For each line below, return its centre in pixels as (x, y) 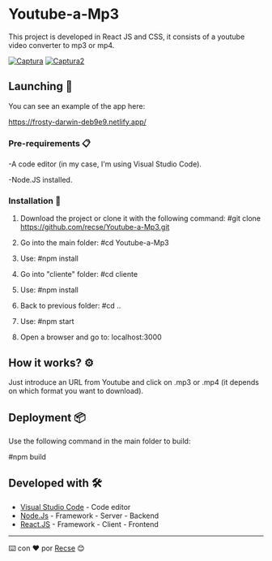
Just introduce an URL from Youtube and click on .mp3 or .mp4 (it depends (134, 382)
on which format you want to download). (76, 391)
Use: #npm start (47, 321)
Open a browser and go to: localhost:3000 (91, 337)
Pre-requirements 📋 (50, 143)
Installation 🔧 (35, 201)
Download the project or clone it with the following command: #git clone (140, 218)
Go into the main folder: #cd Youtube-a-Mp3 (94, 243)
